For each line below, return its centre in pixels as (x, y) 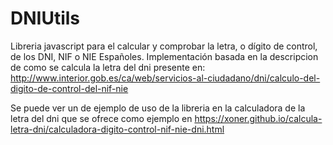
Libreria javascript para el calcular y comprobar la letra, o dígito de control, (164, 46)
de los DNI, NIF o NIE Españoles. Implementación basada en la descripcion (164, 56)
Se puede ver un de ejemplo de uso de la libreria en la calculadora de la (158, 108)
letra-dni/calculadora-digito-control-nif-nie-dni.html (117, 129)
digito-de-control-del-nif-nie (69, 88)
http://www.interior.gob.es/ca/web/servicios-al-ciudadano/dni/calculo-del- (165, 78)
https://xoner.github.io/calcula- (258, 118)
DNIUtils (45, 18)
